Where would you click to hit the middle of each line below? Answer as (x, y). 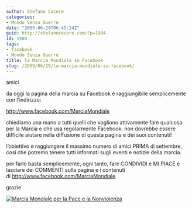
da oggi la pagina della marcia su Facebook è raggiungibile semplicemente (96, 93)
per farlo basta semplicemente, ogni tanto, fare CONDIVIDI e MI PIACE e (93, 164)
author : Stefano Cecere (35, 11)
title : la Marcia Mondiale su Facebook (55, 60)
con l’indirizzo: (24, 100)
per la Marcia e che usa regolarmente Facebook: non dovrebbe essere (91, 129)
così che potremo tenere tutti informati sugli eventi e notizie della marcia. (94, 152)
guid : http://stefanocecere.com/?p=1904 (56, 33)
